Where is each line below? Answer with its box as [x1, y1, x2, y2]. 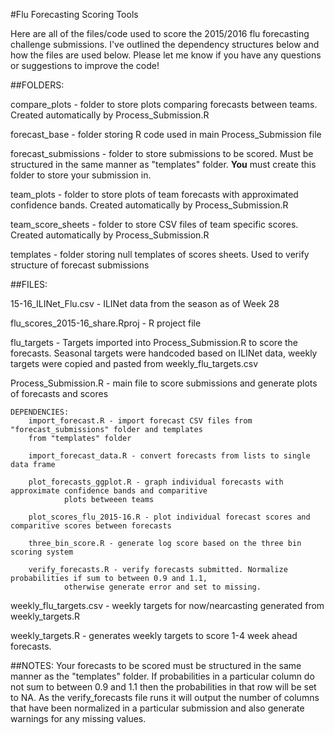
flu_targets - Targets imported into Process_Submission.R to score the [10, 337, 299, 348]
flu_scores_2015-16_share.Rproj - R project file [10, 317, 202, 329]
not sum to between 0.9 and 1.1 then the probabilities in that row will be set [10, 681, 317, 693]
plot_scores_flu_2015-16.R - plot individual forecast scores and [28, 512, 311, 522]
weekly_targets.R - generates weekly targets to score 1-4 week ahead [10, 630, 298, 641]
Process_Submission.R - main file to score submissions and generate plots [10, 377, 318, 389]
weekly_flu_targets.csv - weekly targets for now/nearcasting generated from [10, 600, 325, 611]
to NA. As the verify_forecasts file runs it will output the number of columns [10, 692, 320, 703]
